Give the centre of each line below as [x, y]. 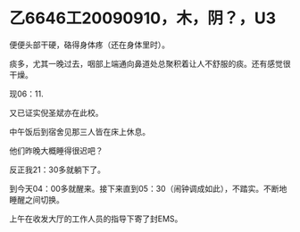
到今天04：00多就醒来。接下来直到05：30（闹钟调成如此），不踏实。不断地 [148, 188]
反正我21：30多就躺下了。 [57, 170]
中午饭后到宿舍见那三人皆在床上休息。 [79, 131]
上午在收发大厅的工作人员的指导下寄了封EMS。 [96, 219]
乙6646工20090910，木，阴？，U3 [143, 18]
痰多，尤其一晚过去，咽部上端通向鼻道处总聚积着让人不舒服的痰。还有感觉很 [150, 63]
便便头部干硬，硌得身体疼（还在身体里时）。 [89, 45]
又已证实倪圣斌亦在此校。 [56, 112]
